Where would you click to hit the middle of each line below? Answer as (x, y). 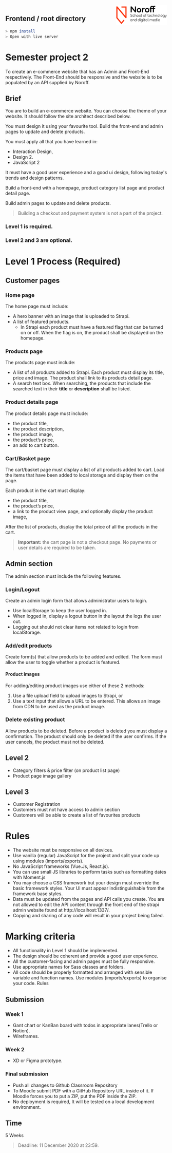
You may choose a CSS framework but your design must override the (86, 883)
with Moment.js (29, 877)
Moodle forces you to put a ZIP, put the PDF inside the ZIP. (75, 1096)
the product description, (38, 429)
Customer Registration (36, 804)
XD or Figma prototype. (37, 1061)
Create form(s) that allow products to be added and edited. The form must (84, 657)
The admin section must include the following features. (63, 576)
